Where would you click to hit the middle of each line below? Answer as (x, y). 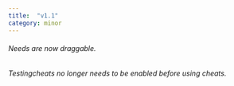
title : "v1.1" (33, 16)
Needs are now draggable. (53, 49)
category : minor (35, 23)
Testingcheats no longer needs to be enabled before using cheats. (117, 73)
